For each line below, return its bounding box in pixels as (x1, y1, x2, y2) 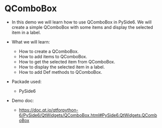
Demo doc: (11, 97, 34, 103)
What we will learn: (11, 39, 50, 44)
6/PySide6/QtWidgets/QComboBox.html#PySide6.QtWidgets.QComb (18, 112, 157, 118)
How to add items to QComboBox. (18, 53, 88, 59)
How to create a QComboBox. (18, 48, 79, 54)
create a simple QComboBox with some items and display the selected (11, 24, 153, 30)
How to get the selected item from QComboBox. (18, 59, 115, 64)
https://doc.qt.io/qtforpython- (18, 107, 78, 113)
